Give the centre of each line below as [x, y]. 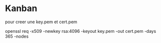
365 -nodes [17, 36]
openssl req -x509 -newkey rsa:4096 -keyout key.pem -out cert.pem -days [81, 31]
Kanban [21, 8]
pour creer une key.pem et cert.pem [41, 22]
